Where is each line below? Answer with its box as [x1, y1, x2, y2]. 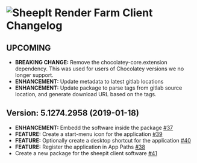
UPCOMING [6, 43, 51, 53]
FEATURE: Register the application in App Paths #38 [14, 143, 146, 150]
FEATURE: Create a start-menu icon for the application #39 [14, 130, 163, 138]
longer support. [14, 72, 54, 78]
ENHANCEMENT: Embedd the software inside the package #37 [14, 124, 174, 131]
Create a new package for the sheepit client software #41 [14, 149, 158, 156]
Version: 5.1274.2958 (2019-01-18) [6, 108, 140, 118]
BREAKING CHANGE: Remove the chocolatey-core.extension [14, 59, 167, 66]
